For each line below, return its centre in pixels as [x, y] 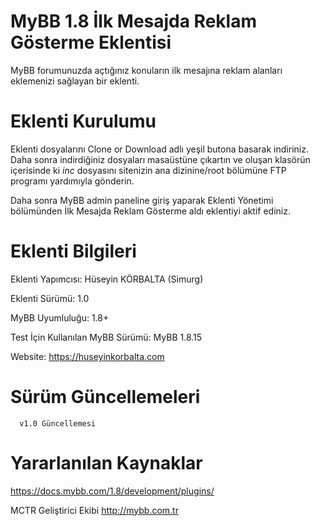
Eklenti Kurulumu [83, 121]
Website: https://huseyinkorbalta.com [87, 356]
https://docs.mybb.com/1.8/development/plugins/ [112, 491]
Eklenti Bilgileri [73, 251]
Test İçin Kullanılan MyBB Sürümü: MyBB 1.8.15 [106, 337]
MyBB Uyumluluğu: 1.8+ [60, 317]
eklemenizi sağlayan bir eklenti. [75, 81]
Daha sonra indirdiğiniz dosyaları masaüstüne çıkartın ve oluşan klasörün [160, 159]
